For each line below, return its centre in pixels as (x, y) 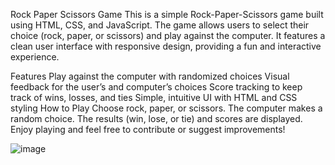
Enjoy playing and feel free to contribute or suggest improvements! (148, 129)
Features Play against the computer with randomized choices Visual (150, 76)
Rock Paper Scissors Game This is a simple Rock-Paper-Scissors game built (167, 14)
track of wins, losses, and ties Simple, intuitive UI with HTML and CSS (154, 97)
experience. (35, 57)
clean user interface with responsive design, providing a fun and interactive (166, 46)
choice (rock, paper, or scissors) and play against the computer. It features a (168, 35)
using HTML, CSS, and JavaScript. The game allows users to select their (160, 25)
